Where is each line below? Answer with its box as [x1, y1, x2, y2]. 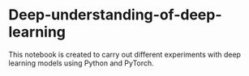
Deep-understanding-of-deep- [8, 6, 222, 24]
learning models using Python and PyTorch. [8, 58, 154, 68]
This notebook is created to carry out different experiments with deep [8, 49, 242, 59]
